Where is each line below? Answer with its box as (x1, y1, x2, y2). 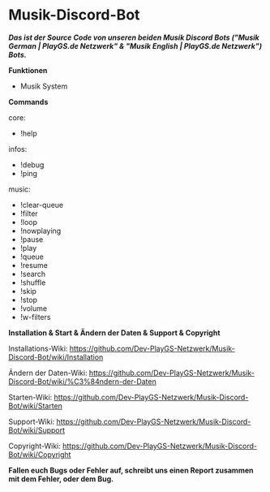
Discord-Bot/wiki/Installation (8, 352, 104, 362)
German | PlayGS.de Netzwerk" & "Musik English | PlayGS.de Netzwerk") (8, 41, 262, 50)
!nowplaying (19, 226, 62, 235)
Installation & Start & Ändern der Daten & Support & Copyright (8, 327, 221, 338)
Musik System (19, 81, 68, 91)
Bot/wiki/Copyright (8, 449, 71, 460)
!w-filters (19, 312, 51, 322)
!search (19, 269, 46, 278)
